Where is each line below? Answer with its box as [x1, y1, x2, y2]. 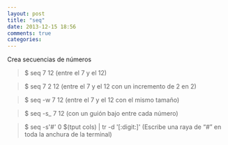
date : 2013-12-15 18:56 [7, 23, 77, 30]
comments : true [7, 29, 52, 37]
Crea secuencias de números [7, 55, 92, 63]
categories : [7, 36, 42, 43]
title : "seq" [7, 17, 45, 24]
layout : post [7, 10, 45, 17]
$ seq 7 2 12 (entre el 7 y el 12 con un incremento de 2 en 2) [24, 82, 197, 91]
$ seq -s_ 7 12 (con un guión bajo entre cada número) [24, 109, 179, 118]
